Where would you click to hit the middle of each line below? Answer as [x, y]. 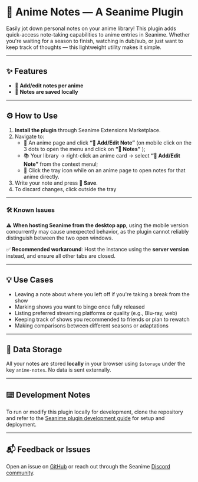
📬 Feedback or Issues [48, 449]
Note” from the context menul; [61, 164]
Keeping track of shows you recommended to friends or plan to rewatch [102, 319]
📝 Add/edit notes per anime [49, 86]
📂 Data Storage [34, 350]
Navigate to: [29, 136]
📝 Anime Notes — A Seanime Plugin [95, 12]
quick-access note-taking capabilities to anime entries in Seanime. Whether [98, 34]
